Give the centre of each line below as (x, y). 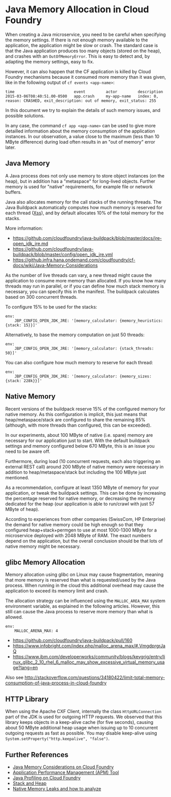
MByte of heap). (22, 509)
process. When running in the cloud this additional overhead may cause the (85, 585)
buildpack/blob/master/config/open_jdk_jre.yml (63, 254)
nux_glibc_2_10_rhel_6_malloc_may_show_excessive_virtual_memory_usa (89, 662)
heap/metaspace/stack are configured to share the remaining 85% (75, 419)
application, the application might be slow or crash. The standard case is (82, 45)
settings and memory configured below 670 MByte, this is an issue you (80, 446)
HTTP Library (27, 699)
